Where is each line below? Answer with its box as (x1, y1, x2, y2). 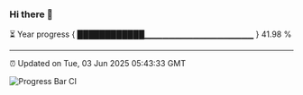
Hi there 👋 (9, 8, 54, 21)
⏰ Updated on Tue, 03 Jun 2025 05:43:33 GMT (9, 58, 187, 69)
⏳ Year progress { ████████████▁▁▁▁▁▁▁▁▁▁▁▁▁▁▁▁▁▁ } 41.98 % (9, 29, 292, 39)
